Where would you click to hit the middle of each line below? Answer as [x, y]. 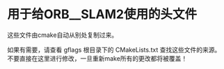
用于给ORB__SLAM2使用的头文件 [102, 14]
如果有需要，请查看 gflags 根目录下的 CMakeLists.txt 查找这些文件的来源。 [114, 49]
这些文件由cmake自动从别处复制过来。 [63, 35]
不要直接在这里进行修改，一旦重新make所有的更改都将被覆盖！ [97, 58]
